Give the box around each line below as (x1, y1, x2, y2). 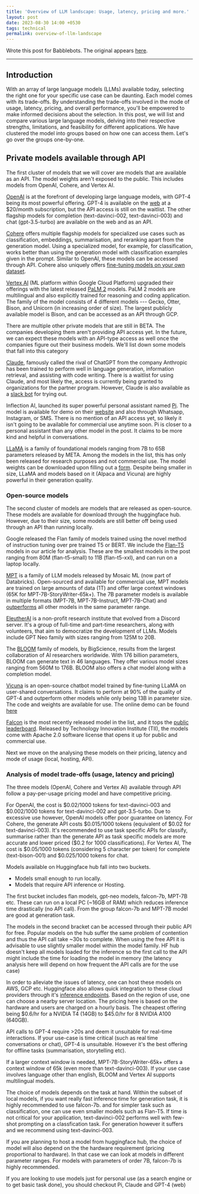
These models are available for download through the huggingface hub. (6, 511, 181, 518)
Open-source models (6, 491, 69, 499)
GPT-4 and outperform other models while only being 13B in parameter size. (6, 695, 192, 702)
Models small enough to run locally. (14, 875, 102, 882)
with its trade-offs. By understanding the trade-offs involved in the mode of (6, 98, 190, 105)
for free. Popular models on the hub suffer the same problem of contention (6, 929, 188, 936)
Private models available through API (6, 153, 146, 163)
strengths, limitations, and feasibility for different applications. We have (6, 123, 179, 131)
